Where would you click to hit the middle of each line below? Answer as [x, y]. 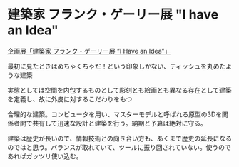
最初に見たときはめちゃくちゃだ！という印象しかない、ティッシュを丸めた [117, 66]
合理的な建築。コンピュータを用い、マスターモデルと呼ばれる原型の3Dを [115, 114]
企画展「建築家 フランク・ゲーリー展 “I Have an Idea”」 [89, 51]
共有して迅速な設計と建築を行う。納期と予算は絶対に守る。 [119, 123]
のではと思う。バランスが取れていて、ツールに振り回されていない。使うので [119, 147]
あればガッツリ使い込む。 [45, 156]
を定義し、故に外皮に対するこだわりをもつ [70, 99]
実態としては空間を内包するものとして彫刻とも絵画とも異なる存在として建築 [119, 90]
